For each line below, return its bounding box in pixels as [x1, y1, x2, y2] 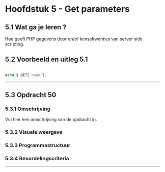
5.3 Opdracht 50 [5, 91, 56, 99]
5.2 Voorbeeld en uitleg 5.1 [5, 55, 88, 64]
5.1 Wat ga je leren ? [5, 23, 67, 31]
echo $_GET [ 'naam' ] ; [5, 73, 48, 77]
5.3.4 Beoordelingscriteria [5, 155, 70, 162]
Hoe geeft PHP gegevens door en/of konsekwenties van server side [5, 36, 143, 42]
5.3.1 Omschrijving [5, 105, 51, 112]
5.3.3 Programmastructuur [5, 142, 70, 149]
